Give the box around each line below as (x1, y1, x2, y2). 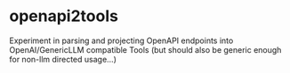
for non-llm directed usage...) (9, 54, 117, 64)
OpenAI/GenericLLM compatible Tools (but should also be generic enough (9, 44, 282, 55)
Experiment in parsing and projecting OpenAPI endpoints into (9, 35, 234, 46)
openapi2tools (9, 6, 118, 26)
